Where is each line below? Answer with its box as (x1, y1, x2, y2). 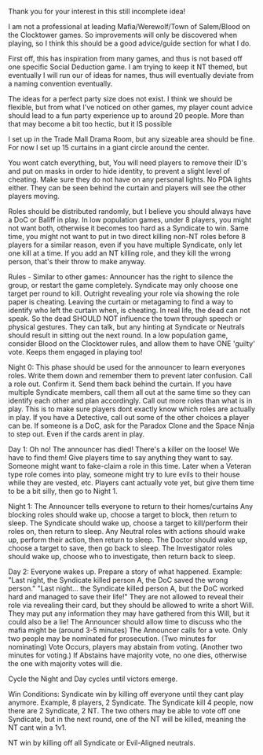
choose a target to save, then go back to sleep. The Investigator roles (8, 543, 233, 553)
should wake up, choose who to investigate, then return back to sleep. (8, 552, 236, 561)
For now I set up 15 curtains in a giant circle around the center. (8, 143, 210, 152)
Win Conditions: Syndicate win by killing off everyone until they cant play (8, 690, 244, 698)
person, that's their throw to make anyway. (8, 257, 147, 266)
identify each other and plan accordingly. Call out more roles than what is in (8, 396, 253, 405)
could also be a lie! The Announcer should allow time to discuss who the (8, 617, 242, 626)
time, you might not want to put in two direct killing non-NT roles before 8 (8, 232, 246, 241)
